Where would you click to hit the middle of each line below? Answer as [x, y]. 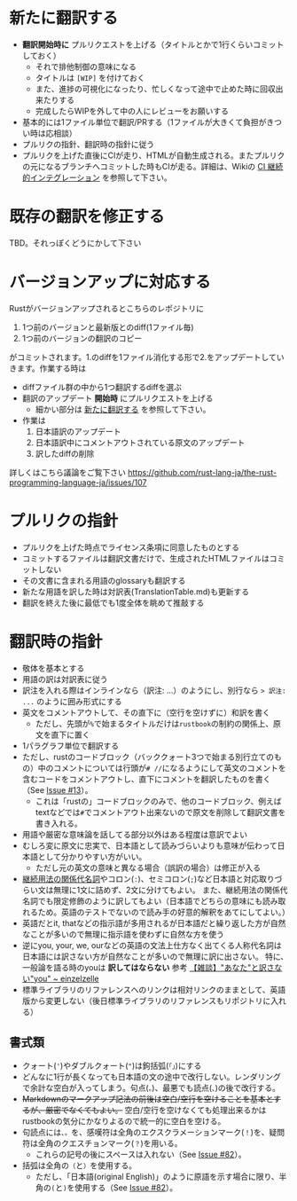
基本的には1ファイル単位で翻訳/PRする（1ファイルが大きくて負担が [144, 122]
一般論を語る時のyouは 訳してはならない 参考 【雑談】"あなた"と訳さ [148, 967]
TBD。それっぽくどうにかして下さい [75, 243]
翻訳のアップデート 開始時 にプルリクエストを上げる [117, 398]
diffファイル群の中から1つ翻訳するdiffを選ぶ [102, 387]
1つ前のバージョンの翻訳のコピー [82, 338]
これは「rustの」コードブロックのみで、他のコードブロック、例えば [158, 801]
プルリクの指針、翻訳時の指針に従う [88, 144]
